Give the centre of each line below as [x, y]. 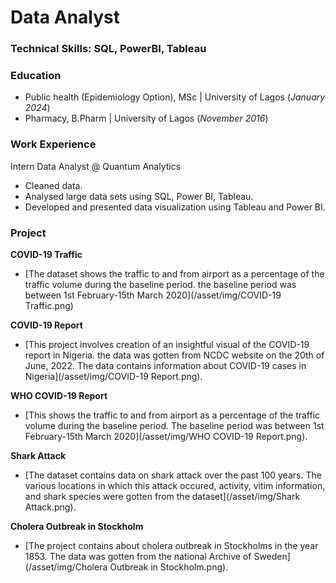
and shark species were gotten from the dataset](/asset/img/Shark [162, 496]
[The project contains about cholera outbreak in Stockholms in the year [171, 545]
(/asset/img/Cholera [66, 567]
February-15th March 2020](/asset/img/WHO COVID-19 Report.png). [166, 436]
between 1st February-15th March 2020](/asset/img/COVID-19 [153, 295]
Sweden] [272, 556]
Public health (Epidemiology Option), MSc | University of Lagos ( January [175, 97]
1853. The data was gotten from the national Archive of [138, 556]
